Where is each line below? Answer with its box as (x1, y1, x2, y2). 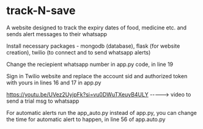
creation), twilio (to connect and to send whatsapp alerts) (6, 48, 151, 56)
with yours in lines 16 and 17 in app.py (6, 79, 102, 86)
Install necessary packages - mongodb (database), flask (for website (6, 42, 180, 50)
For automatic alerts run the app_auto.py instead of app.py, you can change (6, 109, 197, 116)
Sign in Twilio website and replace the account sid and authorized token (6, 72, 188, 79)
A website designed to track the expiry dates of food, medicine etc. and (6, 24, 187, 31)
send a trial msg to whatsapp (6, 97, 79, 105)
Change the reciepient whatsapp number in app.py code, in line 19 (6, 61, 174, 68)
